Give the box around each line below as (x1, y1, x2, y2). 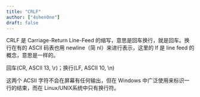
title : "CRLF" (6, 8, 42, 15)
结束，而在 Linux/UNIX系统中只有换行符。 (16, 85, 119, 92)
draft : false (6, 20, 39, 26)
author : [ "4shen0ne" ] (6, 14, 60, 20)
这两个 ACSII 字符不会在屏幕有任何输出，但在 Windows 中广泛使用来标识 (6, 77, 184, 84)
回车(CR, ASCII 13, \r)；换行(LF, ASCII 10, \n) (6, 64, 115, 71)
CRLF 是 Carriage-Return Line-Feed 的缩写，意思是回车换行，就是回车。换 (6, 37, 190, 44)
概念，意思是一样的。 (6, 52, 59, 59)
